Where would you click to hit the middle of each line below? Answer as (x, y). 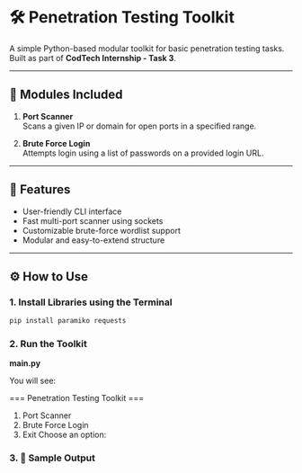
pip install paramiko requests (68, 321)
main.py (25, 363)
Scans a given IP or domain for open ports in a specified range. (139, 126)
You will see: (33, 381)
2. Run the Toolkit (49, 344)
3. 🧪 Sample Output (53, 458)
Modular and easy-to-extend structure (93, 240)
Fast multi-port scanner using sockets (93, 220)
